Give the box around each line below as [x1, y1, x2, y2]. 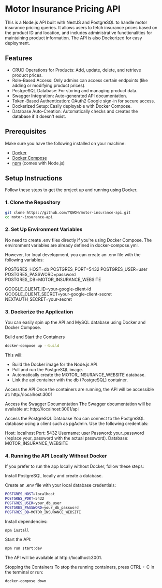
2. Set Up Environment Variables [5, 226, 83, 233]
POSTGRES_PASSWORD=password [5, 271, 76, 277]
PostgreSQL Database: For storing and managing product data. [12, 87, 138, 93]
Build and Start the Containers [5, 334, 65, 340]
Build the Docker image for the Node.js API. [12, 361, 99, 367]
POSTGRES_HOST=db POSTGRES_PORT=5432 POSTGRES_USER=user [5, 266, 147, 272]
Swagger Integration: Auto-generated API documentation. [12, 93, 127, 98]
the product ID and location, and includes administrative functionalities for [5, 30, 152, 35]
